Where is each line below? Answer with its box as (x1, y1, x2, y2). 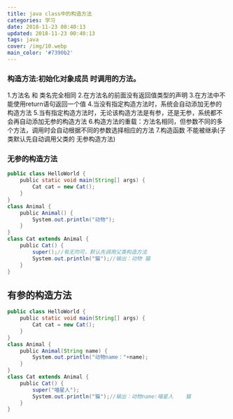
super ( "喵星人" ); (32, 386, 80, 393)
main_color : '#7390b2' (7, 50, 73, 57)
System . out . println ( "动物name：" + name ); (32, 354, 149, 361)
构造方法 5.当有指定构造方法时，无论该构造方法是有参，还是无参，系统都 (7, 109, 217, 117)
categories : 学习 (7, 17, 56, 24)
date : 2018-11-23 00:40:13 (7, 23, 86, 30)
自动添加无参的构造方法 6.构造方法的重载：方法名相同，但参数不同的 (19, 117, 217, 126)
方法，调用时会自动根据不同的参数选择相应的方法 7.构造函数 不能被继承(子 (13, 126, 226, 135)
